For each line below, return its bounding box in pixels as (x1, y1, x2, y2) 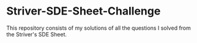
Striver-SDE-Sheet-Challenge (6, 4, 161, 18)
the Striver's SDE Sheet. (6, 30, 67, 38)
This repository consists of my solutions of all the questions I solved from (6, 24, 191, 31)
